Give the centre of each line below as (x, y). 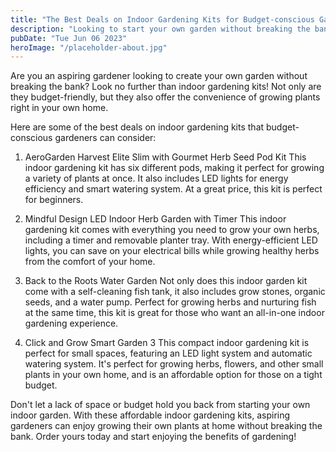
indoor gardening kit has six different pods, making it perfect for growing (174, 168)
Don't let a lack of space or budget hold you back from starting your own (160, 405)
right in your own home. (59, 108)
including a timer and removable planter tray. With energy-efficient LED (171, 240)
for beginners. (54, 200)
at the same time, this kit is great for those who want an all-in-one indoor (174, 313)
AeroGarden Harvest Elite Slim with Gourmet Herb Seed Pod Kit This (165, 157)
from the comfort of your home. (90, 262)
